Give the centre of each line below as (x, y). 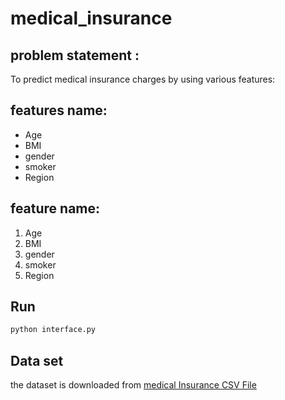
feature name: (55, 208)
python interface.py (53, 330)
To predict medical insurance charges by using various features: (143, 79)
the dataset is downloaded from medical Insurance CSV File (133, 385)
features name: (59, 110)
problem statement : (75, 55)
